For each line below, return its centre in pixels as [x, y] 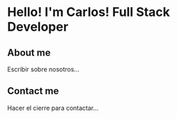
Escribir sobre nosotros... [44, 69]
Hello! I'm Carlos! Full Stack [89, 12]
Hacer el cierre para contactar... [53, 108]
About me [29, 53]
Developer [38, 27]
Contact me [33, 91]
